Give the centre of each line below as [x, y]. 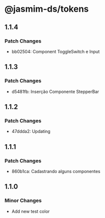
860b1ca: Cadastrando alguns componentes [56, 171]
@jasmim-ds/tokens [47, 9]
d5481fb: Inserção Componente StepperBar [55, 91]
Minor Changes [23, 200]
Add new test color [31, 211]
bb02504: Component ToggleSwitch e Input [56, 51]
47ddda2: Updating [31, 131]
